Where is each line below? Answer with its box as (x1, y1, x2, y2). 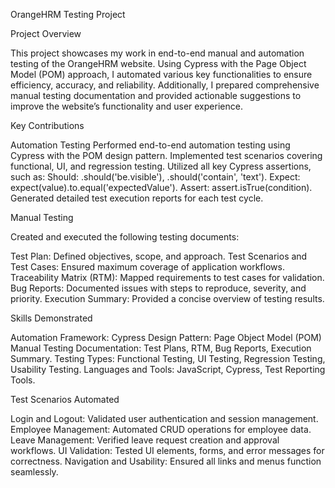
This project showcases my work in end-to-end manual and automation (10, 47, 305, 59)
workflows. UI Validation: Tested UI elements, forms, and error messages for (10, 445, 325, 456)
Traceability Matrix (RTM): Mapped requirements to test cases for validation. (10, 272, 325, 283)
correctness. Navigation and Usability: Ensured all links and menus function (10, 455, 322, 467)
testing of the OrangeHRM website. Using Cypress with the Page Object (10, 58, 307, 69)
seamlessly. (10, 466, 59, 478)
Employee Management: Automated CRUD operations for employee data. (10, 424, 312, 435)
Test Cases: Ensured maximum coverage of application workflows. (10, 261, 285, 273)
